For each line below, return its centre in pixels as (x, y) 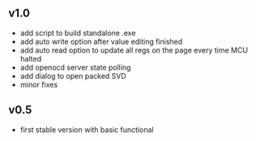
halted (31, 58)
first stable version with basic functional (87, 130)
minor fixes (39, 84)
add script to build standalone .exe (78, 32)
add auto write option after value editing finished (101, 41)
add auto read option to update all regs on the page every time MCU (134, 50)
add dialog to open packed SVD (73, 75)
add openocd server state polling (75, 67)
